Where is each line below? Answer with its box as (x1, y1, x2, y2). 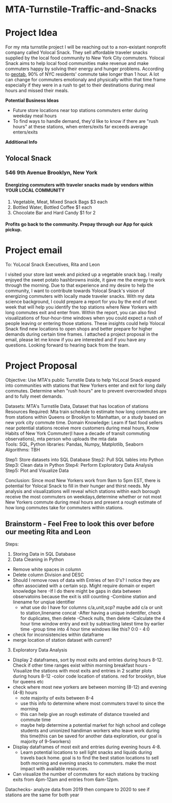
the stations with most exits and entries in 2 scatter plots (33, 667, 153, 674)
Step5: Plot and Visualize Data (5, 467, 69, 474)
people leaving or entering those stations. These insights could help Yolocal (5, 320, 165, 327)
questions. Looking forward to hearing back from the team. (5, 342, 130, 349)
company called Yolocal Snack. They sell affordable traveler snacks (5, 50, 148, 56)
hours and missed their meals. (5, 88, 69, 94)
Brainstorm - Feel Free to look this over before (5, 519, 155, 528)
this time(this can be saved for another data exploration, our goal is (20, 733, 162, 739)
